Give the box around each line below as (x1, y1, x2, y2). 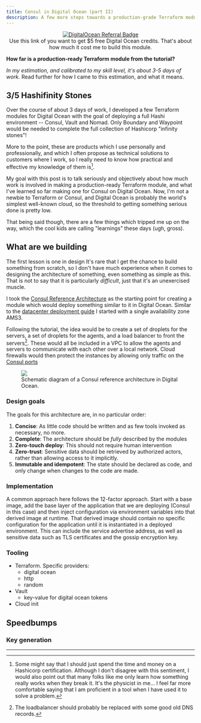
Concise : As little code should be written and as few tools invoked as (14, 423, 185, 430)
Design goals (6, 397, 45, 406)
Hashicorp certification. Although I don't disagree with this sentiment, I (14, 667, 190, 674)
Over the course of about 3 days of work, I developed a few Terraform (6, 106, 179, 114)
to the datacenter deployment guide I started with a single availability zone (6, 308, 190, 315)
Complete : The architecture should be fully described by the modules (14, 435, 187, 442)
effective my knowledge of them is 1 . (6, 162, 95, 171)
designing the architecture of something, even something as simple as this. (6, 271, 191, 278)
